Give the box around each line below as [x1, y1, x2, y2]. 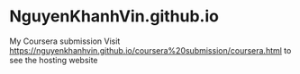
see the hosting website [9, 54, 98, 65]
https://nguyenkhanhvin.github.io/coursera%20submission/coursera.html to [9, 45, 292, 55]
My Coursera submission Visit [9, 36, 121, 46]
